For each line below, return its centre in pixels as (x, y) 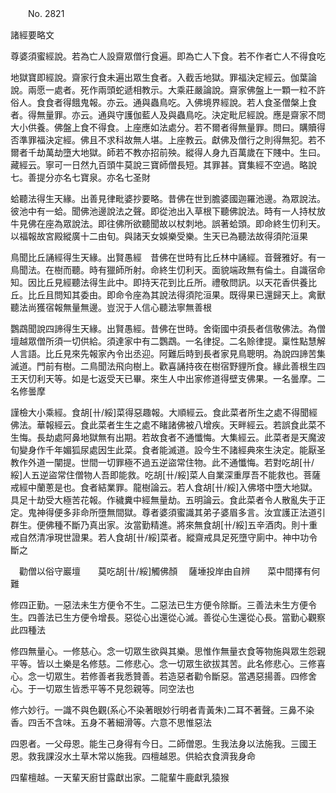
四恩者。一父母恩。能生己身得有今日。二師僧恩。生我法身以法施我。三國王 (163, 743)
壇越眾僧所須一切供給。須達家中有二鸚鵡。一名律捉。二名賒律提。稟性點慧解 (168, 341)
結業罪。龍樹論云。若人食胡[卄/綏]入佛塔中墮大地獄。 (207, 487)
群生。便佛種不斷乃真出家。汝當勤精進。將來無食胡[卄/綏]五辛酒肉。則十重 (164, 525)
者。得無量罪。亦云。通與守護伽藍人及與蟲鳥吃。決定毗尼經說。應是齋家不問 (168, 115)
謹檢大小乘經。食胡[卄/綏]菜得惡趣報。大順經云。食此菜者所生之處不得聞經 (164, 412)
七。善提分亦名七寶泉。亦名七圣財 (80, 177)
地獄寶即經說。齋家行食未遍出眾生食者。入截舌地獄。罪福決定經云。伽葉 (159, 77)
